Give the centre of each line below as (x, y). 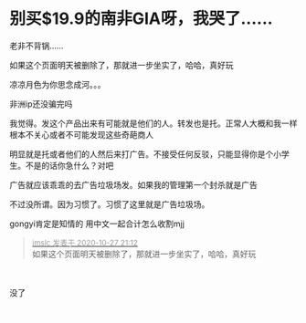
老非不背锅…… (37, 46)
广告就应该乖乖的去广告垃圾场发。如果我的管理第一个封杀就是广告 (133, 184)
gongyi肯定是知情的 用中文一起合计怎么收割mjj (97, 224)
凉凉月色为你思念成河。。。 (58, 84)
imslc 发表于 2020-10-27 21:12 (85, 242)
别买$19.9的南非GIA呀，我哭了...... (141, 19)
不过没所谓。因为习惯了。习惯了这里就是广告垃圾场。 (110, 204)
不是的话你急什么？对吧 (69, 165)
